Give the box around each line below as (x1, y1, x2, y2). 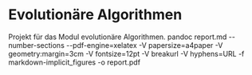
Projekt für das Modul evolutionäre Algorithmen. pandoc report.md (8, 32, 227, 41)
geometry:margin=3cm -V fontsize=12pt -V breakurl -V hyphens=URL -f (8, 49, 245, 58)
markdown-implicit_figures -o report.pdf (8, 57, 141, 67)
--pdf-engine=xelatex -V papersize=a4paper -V (66, 40, 223, 49)
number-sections (8, 40, 65, 49)
